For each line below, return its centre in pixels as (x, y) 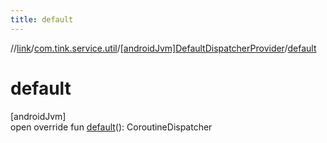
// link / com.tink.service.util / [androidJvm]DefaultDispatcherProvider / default (163, 48)
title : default (42, 19)
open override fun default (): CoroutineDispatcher (111, 127)
